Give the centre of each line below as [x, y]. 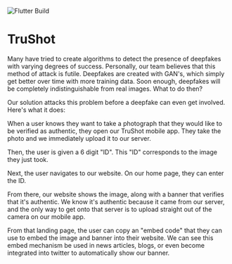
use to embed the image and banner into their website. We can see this [110, 238]
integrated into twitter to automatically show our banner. [89, 253]
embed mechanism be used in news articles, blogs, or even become [106, 245]
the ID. [17, 180]
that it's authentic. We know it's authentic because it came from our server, [116, 201]
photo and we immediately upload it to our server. [79, 138]
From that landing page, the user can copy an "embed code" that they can [115, 230]
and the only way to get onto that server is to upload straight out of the [110, 209]
